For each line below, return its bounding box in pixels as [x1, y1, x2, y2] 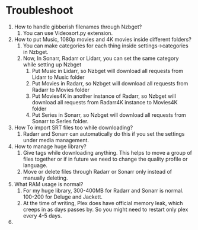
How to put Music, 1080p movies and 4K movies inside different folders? [14, 36, 192, 43]
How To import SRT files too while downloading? [14, 124, 133, 131]
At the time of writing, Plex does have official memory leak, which [23, 199, 183, 206]
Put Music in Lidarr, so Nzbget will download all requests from [31, 67, 183, 74]
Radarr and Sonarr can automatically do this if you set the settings [23, 130, 185, 137]
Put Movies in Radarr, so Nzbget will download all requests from [31, 79, 189, 87]
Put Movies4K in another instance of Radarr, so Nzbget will [31, 92, 176, 100]
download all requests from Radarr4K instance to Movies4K [31, 98, 178, 106]
